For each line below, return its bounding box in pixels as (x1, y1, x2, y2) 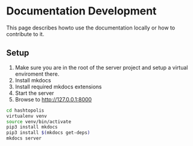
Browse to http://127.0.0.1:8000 (14, 96, 92, 103)
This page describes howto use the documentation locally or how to (6, 24, 176, 31)
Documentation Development (6, 4, 157, 18)
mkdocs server (6, 135, 42, 142)
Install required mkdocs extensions (14, 83, 102, 90)
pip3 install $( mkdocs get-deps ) (6, 130, 90, 136)
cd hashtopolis (6, 107, 45, 114)
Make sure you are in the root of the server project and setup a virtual (14, 64, 188, 71)
